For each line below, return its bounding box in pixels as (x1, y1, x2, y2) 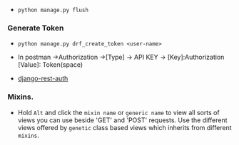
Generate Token (7, 23, 64, 33)
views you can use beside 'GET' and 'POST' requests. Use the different (17, 116, 228, 124)
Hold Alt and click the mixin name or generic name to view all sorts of (17, 108, 220, 117)
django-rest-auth (17, 74, 68, 83)
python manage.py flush (17, 6, 89, 14)
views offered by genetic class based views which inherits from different (17, 123, 232, 131)
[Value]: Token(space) (17, 60, 83, 69)
